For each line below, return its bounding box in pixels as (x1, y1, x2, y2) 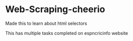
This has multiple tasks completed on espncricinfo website (5, 30, 128, 36)
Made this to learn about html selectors (5, 20, 87, 26)
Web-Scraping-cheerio (5, 4, 106, 15)
